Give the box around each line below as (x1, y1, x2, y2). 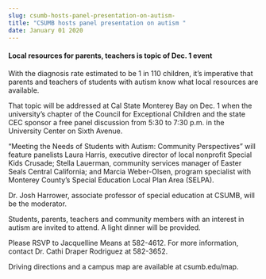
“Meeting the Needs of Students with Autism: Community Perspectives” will (8, 141, 256, 151)
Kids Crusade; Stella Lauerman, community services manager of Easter (8, 158, 242, 167)
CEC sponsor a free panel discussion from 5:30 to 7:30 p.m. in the (8, 117, 225, 127)
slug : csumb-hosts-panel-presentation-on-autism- (8, 11, 176, 20)
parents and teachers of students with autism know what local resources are (8, 77, 259, 86)
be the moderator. (8, 199, 67, 208)
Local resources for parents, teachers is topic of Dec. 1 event (8, 51, 213, 60)
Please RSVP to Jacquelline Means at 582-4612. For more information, (8, 238, 239, 247)
